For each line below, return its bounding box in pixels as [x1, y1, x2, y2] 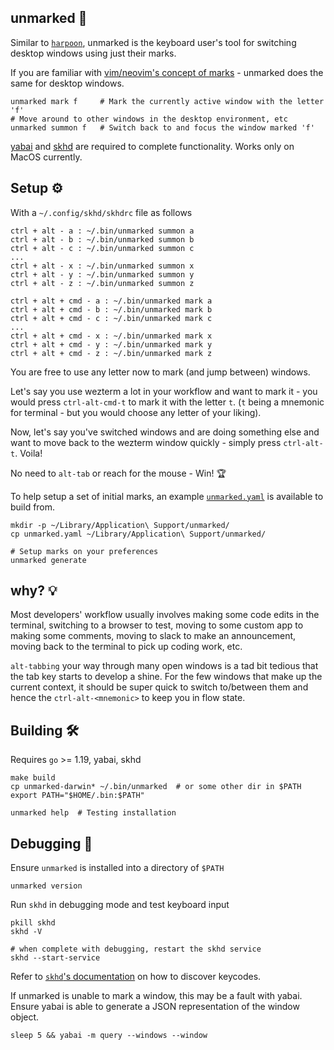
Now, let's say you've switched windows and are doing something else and [10, 426, 320, 438]
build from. [10, 501, 56, 513]
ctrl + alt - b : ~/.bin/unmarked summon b [10, 234, 195, 245]
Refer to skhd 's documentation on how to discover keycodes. [10, 971, 262, 983]
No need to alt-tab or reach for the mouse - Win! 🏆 [10, 467, 227, 479]
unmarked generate [10, 555, 87, 565]
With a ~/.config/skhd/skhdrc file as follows [10, 206, 193, 218]
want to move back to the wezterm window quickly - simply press [10, 436, 282, 448]
